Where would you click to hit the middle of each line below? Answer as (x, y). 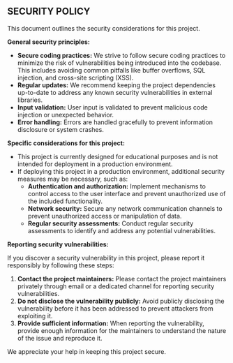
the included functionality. (65, 201)
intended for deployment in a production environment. (95, 164)
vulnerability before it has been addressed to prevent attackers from (115, 308)
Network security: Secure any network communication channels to (125, 208)
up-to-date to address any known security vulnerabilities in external (115, 92)
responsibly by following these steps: (61, 265)
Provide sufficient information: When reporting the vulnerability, (111, 323)
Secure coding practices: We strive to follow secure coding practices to (121, 55)
